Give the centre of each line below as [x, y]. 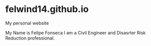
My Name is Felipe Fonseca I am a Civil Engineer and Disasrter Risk [75, 32]
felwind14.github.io [47, 9]
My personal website [27, 23]
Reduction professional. [30, 38]
